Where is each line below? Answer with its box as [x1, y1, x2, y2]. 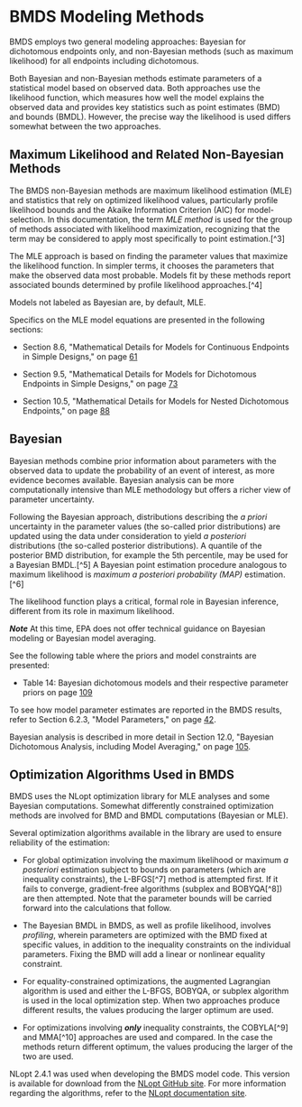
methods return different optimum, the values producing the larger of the [22, 1041, 293, 1053]
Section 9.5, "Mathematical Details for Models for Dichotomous [22, 368, 257, 379]
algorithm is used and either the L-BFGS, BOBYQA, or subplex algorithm [22, 986, 289, 997]
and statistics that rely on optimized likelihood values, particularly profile [9, 194, 279, 205]
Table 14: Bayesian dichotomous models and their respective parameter [22, 677, 288, 688]
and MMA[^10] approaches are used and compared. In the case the [22, 1032, 273, 1043]
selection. [9, 214, 46, 225]
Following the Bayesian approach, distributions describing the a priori [9, 511, 268, 522]
